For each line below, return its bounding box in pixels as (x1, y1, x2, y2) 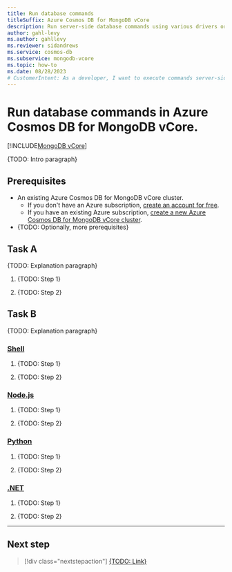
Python (7, 436, 32, 446)
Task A (7, 243, 38, 255)
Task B (7, 308, 37, 320)
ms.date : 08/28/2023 (7, 68, 67, 75)
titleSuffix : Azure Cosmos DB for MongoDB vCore (7, 17, 150, 24)
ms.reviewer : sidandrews (7, 42, 79, 49)
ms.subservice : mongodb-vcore (7, 55, 95, 62)
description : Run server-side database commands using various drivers (7, 23, 217, 30)
